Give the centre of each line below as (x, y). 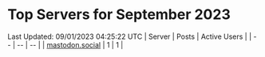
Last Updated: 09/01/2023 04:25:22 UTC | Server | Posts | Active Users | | (130, 36)
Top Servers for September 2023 (119, 15)
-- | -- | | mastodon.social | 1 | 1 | (70, 44)
